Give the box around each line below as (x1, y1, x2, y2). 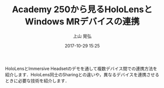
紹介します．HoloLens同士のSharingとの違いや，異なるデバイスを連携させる (5, 71, 160, 77)
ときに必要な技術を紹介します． (5, 78, 70, 84)
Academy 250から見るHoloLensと (12, 4, 153, 15)
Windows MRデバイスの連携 (24, 16, 140, 27)
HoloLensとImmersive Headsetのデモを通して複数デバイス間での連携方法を (5, 66, 158, 71)
